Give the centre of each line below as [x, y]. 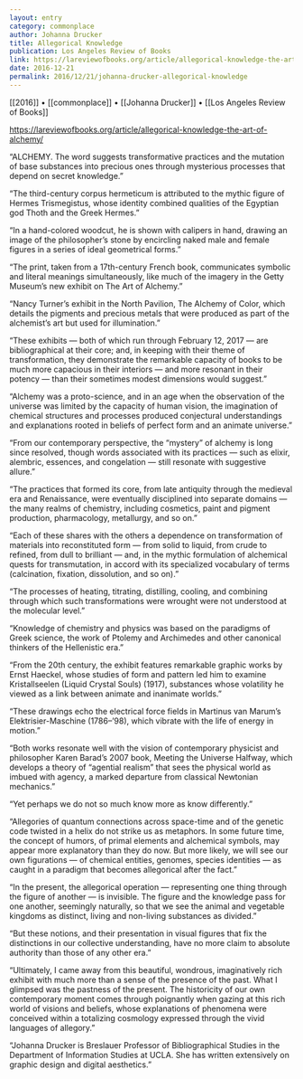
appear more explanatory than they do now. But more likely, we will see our [149, 850]
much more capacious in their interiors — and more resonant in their [136, 369]
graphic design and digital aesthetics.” [80, 1065]
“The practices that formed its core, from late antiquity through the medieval [151, 488]
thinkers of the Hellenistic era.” [67, 647]
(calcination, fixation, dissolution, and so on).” [94, 573]
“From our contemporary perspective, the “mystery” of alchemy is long [141, 442]
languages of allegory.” [52, 1027]
